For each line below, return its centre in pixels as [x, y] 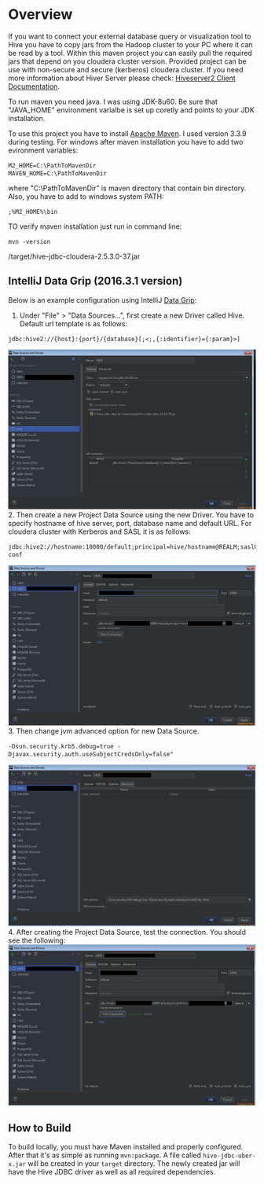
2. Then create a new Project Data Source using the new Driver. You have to [131, 515]
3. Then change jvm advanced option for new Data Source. [104, 731]
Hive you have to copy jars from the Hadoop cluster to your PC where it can [130, 44]
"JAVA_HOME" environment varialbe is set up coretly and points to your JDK [132, 110]
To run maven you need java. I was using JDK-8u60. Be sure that [113, 101]
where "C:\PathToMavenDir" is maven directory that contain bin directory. [127, 188]
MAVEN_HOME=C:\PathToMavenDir [58, 173]
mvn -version [29, 241]
